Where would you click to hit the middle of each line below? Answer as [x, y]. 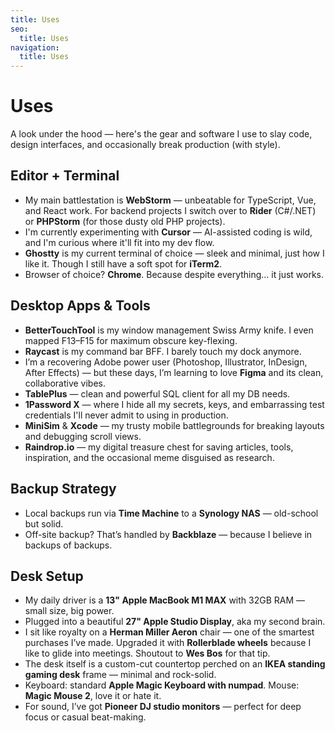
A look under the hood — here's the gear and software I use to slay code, [161, 134]
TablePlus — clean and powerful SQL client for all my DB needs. [157, 393]
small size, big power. [69, 611]
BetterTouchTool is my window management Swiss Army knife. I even [169, 330]
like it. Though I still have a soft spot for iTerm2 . [123, 263]
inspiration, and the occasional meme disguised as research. [149, 457]
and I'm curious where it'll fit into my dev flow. [119, 242]
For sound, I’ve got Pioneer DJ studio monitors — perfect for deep [163, 707]
